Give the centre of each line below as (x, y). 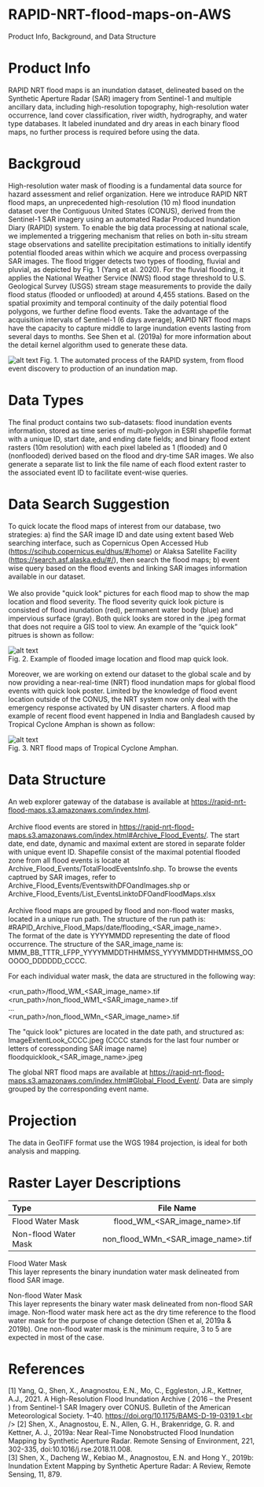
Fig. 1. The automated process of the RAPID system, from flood (142, 360)
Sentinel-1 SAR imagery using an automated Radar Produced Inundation (125, 219)
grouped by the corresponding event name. (79, 1089)
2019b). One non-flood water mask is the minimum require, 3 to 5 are (120, 1329)
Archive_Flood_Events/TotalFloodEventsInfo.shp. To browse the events (123, 868)
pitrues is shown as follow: (51, 635)
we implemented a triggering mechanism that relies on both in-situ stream (128, 236)
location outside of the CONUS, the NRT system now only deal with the (123, 699)
